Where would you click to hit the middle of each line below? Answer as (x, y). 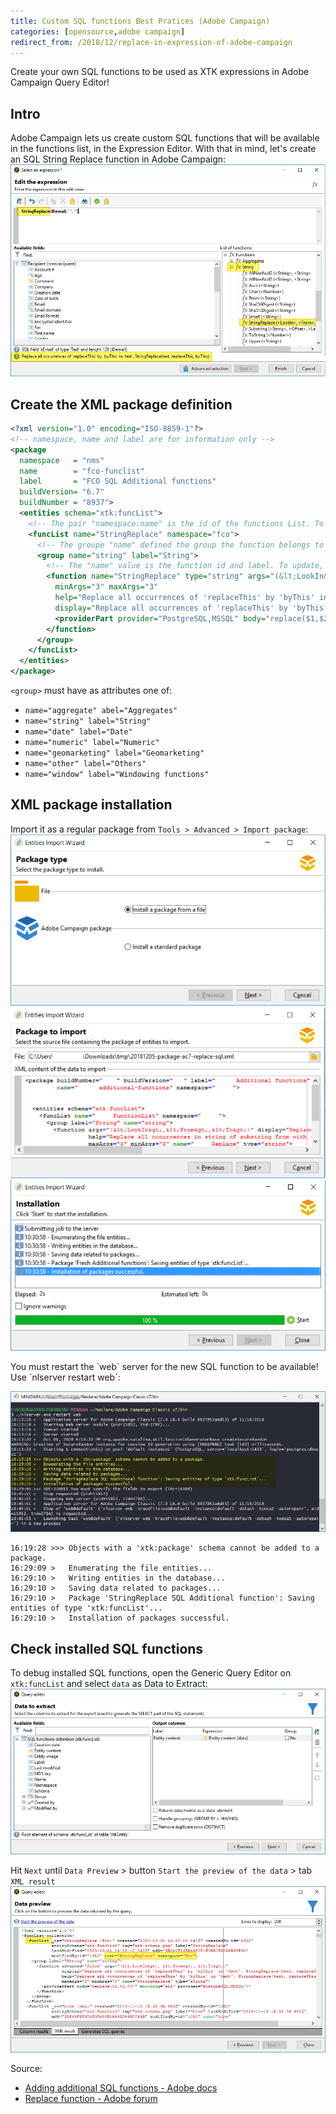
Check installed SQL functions (107, 1648)
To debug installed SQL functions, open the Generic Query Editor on (151, 1673)
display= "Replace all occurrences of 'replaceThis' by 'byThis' (191, 608)
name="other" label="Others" (85, 764)
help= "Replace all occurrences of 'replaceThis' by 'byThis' (184, 598)
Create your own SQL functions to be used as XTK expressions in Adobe (160, 72)
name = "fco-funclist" (82, 471)
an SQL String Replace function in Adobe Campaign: (118, 159)
